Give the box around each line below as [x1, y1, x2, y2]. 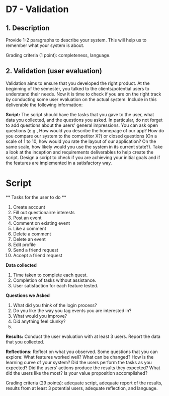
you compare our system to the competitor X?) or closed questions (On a [6, 133, 157, 139]
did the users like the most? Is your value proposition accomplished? [6, 370, 148, 376]
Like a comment [13, 225, 47, 231]
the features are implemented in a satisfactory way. [6, 160, 112, 166]
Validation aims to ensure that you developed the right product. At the [6, 80, 150, 86]
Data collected [6, 262, 37, 268]
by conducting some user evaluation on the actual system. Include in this [6, 96, 157, 102]
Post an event [13, 215, 42, 221]
